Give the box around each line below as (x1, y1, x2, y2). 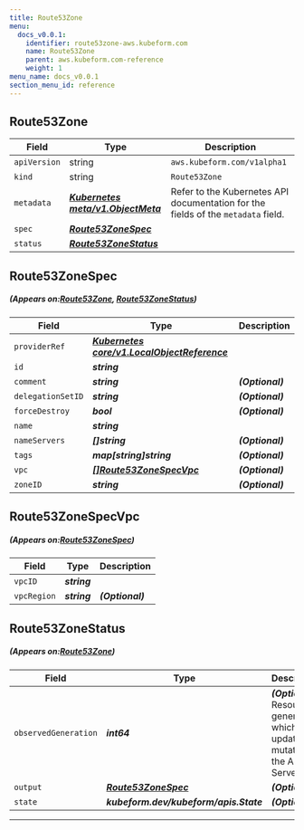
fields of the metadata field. (170, 208, 285, 221)
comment (14, 377, 47, 386)
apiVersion (14, 157, 61, 167)
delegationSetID (14, 391, 84, 401)
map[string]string (91, 449, 172, 462)
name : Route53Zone (25, 47, 95, 56)
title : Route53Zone (9, 13, 83, 23)
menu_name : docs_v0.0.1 (9, 72, 100, 81)
